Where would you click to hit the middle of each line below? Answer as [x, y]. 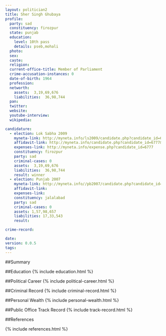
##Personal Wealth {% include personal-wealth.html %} [62, 300]
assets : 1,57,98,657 [35, 211]
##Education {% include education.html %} [49, 271]
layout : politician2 [26, 10]
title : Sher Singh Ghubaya [33, 14]
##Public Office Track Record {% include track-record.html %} [69, 310]
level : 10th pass [32, 42]
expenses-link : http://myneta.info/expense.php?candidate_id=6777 [84, 147]
